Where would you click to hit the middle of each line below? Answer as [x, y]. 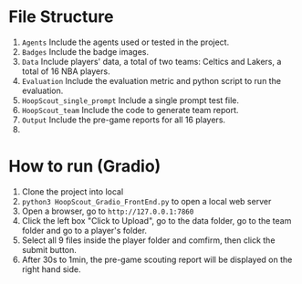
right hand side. [51, 269]
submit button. [49, 249]
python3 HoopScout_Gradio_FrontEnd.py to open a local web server [146, 201]
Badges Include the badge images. [85, 51]
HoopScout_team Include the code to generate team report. [130, 110]
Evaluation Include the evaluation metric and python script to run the [151, 80]
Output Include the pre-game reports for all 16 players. [123, 120]
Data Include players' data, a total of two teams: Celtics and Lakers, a [151, 61]
